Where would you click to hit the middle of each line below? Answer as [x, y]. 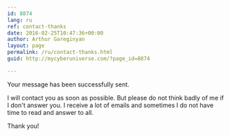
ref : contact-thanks [37, 26]
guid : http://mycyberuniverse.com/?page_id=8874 [79, 59]
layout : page [26, 46]
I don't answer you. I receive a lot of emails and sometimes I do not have [110, 105]
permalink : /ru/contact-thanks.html [60, 53]
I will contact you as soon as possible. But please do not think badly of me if [115, 98]
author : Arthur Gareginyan [46, 39]
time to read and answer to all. [51, 112]
